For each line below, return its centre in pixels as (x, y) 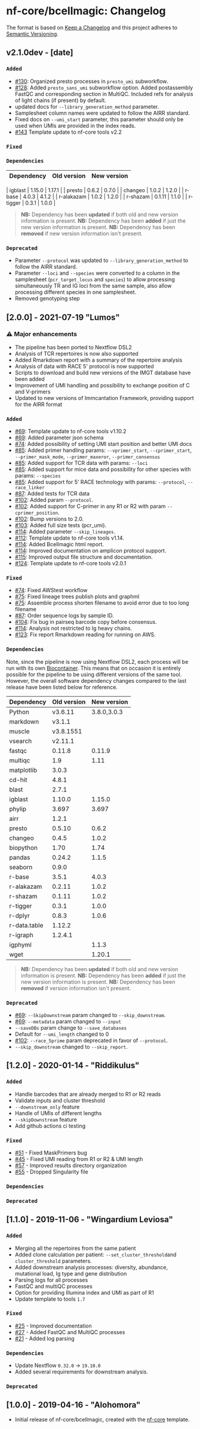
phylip (18, 809)
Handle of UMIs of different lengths (58, 1113)
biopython (23, 848)
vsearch (21, 741)
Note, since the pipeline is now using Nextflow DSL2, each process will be (97, 661)
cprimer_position (36, 513)
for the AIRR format (39, 404)
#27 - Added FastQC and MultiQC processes (70, 1332)
